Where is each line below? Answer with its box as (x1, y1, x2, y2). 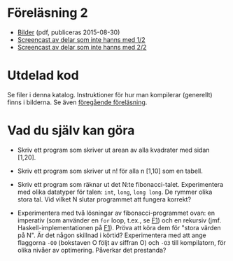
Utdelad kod (7, 68, 79, 83)
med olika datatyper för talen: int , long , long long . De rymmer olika (17, 188, 213, 196)
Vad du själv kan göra (7, 122, 135, 139)
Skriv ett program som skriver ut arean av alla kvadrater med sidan (17, 146, 210, 154)
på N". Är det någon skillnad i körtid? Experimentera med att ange (17, 231, 206, 239)
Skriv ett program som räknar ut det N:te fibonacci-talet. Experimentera (17, 180, 224, 188)
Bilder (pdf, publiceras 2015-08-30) (17, 28, 120, 36)
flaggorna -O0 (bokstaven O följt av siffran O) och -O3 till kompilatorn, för (17, 238, 226, 246)
